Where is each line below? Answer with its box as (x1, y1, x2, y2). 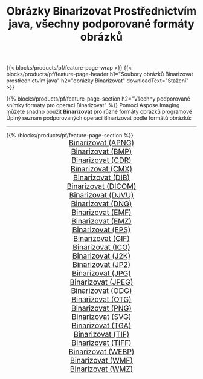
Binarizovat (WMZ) (69, 364, 134, 374)
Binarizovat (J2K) (72, 251, 131, 261)
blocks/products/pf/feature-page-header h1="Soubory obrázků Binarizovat (6, 71, 193, 78)
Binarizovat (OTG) (71, 295, 132, 305)
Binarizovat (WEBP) (68, 347, 135, 357)
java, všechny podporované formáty (8, 17, 195, 31)
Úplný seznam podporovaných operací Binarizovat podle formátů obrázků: (6, 114, 192, 122)
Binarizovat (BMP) (71, 147, 132, 157)
